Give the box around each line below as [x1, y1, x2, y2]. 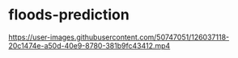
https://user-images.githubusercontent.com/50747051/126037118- [8, 32, 230, 42]
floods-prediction [8, 6, 130, 24]
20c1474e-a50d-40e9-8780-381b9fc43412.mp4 [8, 40, 171, 50]
